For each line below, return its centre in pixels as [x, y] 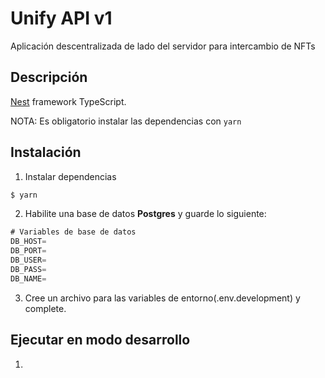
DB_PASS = [28, 269]
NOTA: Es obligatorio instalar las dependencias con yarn [126, 121]
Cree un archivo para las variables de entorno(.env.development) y [162, 298]
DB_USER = [28, 260]
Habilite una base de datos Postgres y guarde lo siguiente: [145, 214]
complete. [45, 308]
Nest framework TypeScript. [68, 101]
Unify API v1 [61, 18]
